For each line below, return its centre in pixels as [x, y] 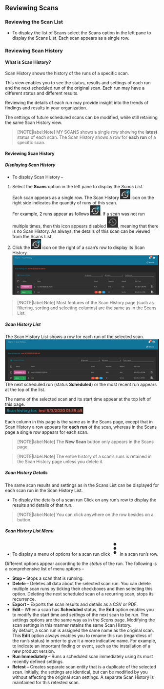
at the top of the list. [25, 390]
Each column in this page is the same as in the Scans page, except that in [79, 421]
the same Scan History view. [34, 123]
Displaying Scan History [30, 165]
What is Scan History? [28, 62]
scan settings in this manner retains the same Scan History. [72, 625]
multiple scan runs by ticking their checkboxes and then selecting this [82, 589]
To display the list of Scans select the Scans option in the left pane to [82, 33]
